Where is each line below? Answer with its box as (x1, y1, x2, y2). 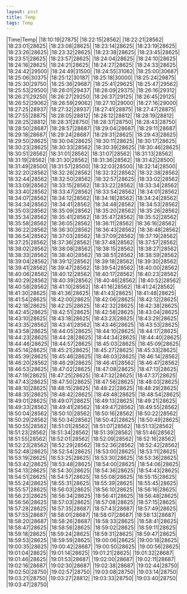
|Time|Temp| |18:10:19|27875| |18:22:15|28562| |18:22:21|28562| (6, 36, 164, 44)
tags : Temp (6, 20, 33, 26)
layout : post (6, 8, 39, 15)
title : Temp (6, 14, 36, 20)
